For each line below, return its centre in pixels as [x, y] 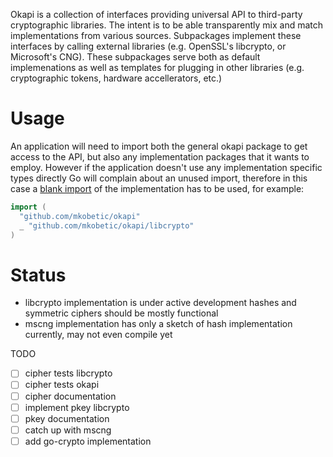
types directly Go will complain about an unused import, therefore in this [159, 178]
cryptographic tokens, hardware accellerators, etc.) [116, 78]
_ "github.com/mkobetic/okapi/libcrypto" [107, 225]
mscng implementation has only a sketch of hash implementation [158, 324]
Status [38, 275]
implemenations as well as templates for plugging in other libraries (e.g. [157, 67]
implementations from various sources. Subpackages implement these [156, 35]
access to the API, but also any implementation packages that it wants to [160, 156]
